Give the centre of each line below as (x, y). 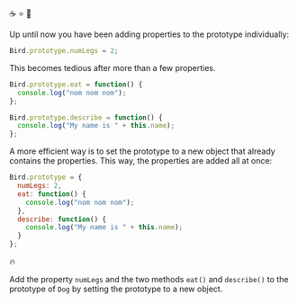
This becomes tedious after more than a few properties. (113, 67)
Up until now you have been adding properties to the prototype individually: (149, 34)
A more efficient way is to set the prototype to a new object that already (143, 151)
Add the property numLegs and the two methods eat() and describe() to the (149, 279)
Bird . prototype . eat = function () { (76, 85)
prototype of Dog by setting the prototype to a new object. (116, 289)
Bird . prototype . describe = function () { (86, 117)
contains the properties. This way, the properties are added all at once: (141, 161)
